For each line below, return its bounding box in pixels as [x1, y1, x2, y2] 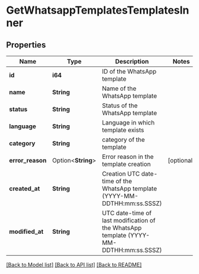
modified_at [9, 228, 44, 235]
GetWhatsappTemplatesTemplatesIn [6, 4, 190, 17]
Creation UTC [101, 170, 140, 178]
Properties [6, 40, 46, 50]
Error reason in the [101, 152, 154, 161]
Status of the [101, 101, 138, 110]
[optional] [168, 157, 195, 164]
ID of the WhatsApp [101, 68, 157, 75]
